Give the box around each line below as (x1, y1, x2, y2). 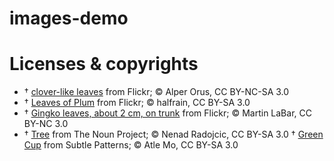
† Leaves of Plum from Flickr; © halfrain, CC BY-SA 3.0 (23, 97, 251, 109)
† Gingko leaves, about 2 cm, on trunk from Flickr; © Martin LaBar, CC (23, 107, 312, 119)
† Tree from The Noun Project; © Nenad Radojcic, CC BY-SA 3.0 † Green (23, 128, 324, 141)
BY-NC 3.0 (23, 118, 69, 130)
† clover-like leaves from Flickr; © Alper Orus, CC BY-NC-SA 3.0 (23, 86, 290, 98)
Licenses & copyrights (9, 53, 199, 76)
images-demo (9, 7, 129, 30)
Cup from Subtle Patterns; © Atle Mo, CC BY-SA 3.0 (23, 139, 239, 151)
